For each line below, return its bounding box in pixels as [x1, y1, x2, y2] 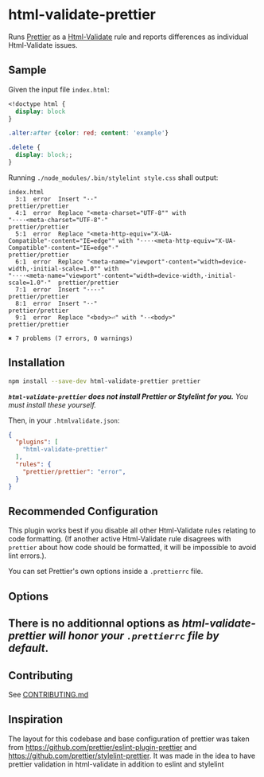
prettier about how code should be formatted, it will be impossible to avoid [8, 543, 257, 552]
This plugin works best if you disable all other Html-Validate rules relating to [8, 525, 257, 535]
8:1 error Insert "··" [15, 299, 98, 307]
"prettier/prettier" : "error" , [22, 467, 126, 475]
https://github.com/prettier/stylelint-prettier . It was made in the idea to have [8, 751, 256, 760]
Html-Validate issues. [8, 40, 78, 49]
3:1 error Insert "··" [15, 195, 98, 203]
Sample [8, 64, 47, 77]
